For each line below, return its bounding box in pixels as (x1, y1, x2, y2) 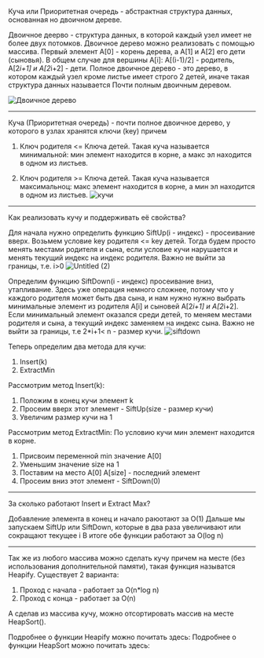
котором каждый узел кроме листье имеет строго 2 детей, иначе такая (8, 72, 250, 81)
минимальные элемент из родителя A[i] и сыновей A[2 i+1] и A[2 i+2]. (8, 302, 239, 311)
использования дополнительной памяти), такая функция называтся (8, 561, 236, 571)
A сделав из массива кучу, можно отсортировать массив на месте (8, 609, 234, 618)
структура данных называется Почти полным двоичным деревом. (8, 80, 232, 90)
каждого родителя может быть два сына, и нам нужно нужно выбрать (8, 294, 246, 302)
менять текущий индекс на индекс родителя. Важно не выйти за (8, 253, 225, 262)
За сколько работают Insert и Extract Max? (8, 499, 151, 508)
